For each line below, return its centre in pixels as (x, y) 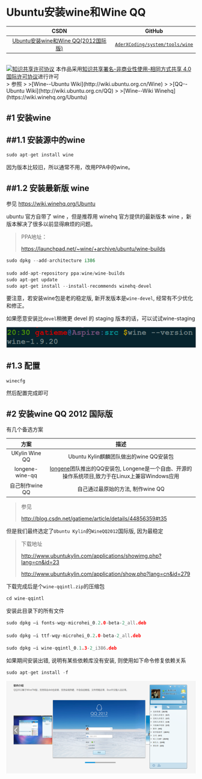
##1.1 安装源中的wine (46, 140)
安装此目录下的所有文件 (35, 610)
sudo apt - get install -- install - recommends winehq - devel (79, 286)
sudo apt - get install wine (40, 155)
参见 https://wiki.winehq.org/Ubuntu (51, 204)
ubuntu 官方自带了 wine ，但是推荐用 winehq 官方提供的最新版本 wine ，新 (99, 217)
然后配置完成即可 (27, 393)
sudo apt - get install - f (37, 673)
